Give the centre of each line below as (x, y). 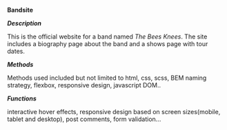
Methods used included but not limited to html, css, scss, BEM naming (107, 78)
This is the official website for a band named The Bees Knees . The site (107, 36)
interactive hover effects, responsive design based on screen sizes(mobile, (114, 112)
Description (24, 23)
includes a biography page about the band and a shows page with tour (108, 44)
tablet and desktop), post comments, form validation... (84, 119)
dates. (16, 51)
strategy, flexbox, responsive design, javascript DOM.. (84, 85)
